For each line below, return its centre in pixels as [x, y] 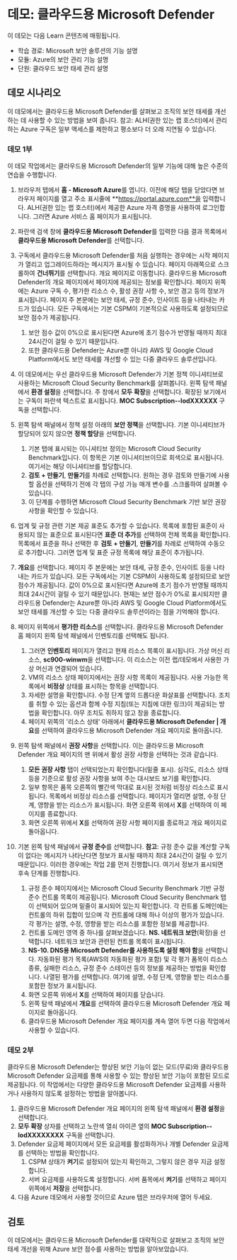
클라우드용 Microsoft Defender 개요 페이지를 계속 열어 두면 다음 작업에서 [129, 1021]
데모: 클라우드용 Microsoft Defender [111, 15]
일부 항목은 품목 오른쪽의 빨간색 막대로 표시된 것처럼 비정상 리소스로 [122, 787]
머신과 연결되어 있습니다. [70, 669]
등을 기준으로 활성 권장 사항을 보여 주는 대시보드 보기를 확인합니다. [120, 779]
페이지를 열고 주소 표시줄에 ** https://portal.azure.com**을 [119, 199]
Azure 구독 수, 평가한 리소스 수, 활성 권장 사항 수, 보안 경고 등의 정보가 [128, 291]
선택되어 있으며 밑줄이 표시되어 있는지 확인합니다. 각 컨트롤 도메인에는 [132, 906]
